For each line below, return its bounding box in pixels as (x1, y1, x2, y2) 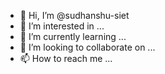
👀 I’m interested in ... (19, 20, 105, 32)
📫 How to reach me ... (19, 53, 113, 64)
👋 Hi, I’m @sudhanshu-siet (19, 10, 130, 21)
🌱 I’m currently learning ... (19, 31, 127, 42)
